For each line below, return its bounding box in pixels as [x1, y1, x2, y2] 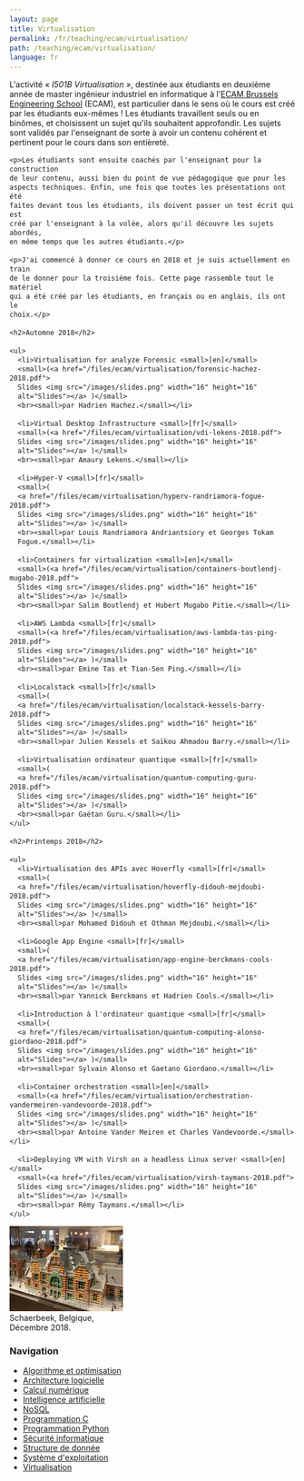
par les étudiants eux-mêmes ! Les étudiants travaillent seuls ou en [9, 108, 260, 119]
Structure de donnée [22, 1443, 101, 1454]
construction [9, 164, 59, 174]
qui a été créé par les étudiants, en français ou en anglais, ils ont [9, 292, 286, 302]
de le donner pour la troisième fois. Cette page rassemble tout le [9, 273, 274, 283]
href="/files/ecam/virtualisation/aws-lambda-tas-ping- [62, 628, 279, 638]
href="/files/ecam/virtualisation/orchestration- [62, 1091, 254, 1101]
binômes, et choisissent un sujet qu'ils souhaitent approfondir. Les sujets [9, 118, 281, 129]
